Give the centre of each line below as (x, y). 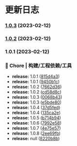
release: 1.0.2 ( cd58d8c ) (37, 92)
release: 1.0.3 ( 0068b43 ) (37, 97)
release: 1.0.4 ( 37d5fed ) (36, 108)
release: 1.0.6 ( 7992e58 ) (37, 123)
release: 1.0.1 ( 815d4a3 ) (36, 76)
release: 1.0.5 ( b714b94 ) (37, 118)
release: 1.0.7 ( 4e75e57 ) (37, 128)
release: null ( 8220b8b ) (36, 139)
